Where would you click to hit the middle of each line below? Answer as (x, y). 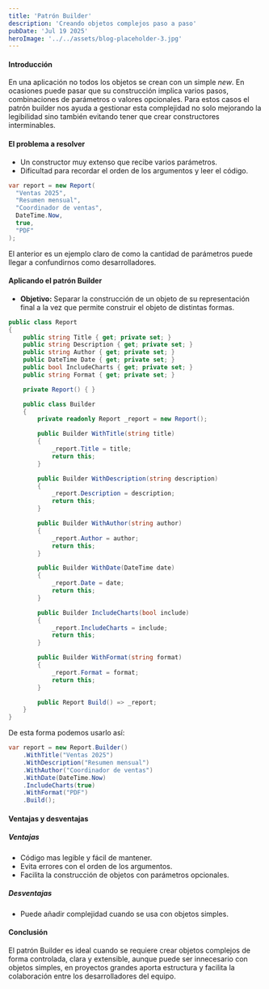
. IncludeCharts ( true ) (59, 785)
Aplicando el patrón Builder (55, 281)
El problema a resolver (47, 144)
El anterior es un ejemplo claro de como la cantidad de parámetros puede (130, 254)
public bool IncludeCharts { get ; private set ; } (108, 368)
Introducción (30, 64)
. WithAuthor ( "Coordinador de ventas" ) (88, 770)
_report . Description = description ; (113, 494)
